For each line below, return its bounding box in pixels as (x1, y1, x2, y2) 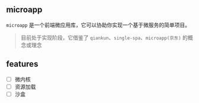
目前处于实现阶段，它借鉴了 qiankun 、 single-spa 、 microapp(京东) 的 (20, 34, 188, 41)
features (6, 59, 39, 69)
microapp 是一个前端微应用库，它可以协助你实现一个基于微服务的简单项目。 (6, 21, 191, 29)
